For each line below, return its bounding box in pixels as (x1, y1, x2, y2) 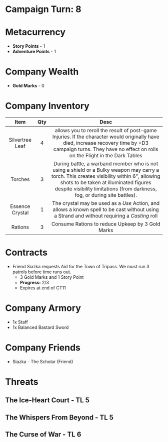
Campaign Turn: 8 (5, 4, 81, 15)
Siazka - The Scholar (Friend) (12, 358, 73, 365)
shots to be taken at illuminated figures (60, 179, 151, 186)
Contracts (5, 247, 48, 258)
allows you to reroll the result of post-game (54, 127, 157, 134)
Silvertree (8, 137, 31, 143)
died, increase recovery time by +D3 (63, 140, 149, 146)
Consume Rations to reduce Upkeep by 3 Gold (51, 220, 160, 227)
